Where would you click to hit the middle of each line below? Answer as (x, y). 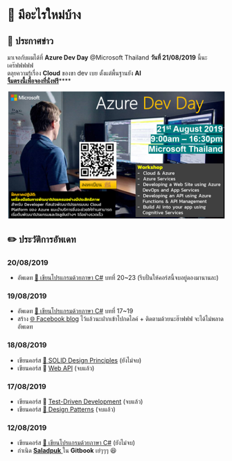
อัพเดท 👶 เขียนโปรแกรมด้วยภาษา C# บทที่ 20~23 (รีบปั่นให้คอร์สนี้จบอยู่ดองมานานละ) (118, 278)
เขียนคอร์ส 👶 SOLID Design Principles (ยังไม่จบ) (79, 360)
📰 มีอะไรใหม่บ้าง (44, 15)
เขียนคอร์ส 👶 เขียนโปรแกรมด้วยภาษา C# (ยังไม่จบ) (76, 443)
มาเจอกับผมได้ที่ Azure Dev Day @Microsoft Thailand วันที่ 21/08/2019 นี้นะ (107, 58)
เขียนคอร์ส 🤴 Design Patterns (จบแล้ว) (66, 409)
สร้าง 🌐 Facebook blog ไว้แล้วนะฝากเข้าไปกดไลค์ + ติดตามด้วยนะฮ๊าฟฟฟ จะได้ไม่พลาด (120, 319)
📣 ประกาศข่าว (30, 41)
